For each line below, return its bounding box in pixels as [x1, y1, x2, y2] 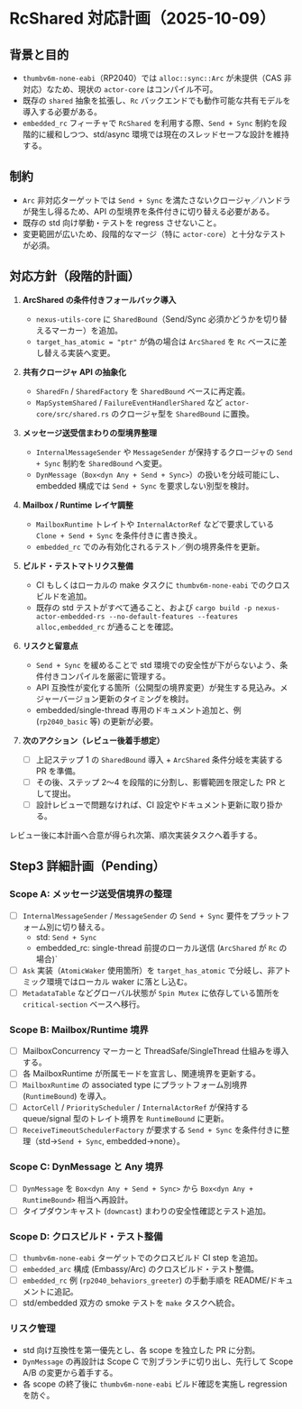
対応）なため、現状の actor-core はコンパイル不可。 [22, 84, 218, 95]
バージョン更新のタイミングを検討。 [59, 693, 194, 704]
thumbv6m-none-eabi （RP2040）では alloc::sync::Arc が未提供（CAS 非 [22, 73, 292, 83]
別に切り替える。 [46, 921, 110, 932]
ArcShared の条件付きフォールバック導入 [22, 294, 177, 305]
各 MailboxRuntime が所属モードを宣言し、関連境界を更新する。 [22, 1068, 261, 1079]
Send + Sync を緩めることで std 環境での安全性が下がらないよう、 [35, 659, 280, 670]
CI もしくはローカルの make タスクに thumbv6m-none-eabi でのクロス [35, 579, 290, 590]
